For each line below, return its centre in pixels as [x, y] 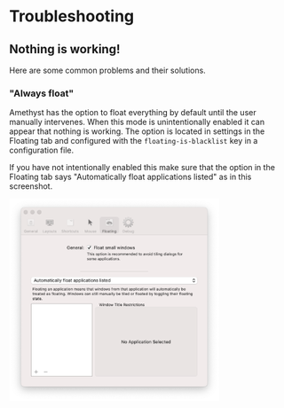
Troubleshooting [72, 16]
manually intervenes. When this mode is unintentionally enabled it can [137, 122]
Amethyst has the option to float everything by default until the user [133, 113]
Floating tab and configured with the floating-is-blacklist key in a [134, 141]
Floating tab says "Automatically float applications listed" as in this [130, 177]
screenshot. [31, 186]
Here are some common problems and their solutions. [107, 70]
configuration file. [41, 150]
